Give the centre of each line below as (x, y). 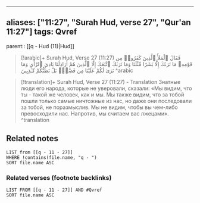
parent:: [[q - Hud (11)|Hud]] (40, 46)
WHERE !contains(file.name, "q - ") (51, 157)
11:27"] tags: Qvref (42, 32)
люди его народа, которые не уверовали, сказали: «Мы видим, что (106, 88)
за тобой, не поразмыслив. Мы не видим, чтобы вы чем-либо (99, 107)
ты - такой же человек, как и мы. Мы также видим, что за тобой (102, 94)
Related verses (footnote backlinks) (59, 177)
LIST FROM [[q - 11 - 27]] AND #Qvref (54, 190)
